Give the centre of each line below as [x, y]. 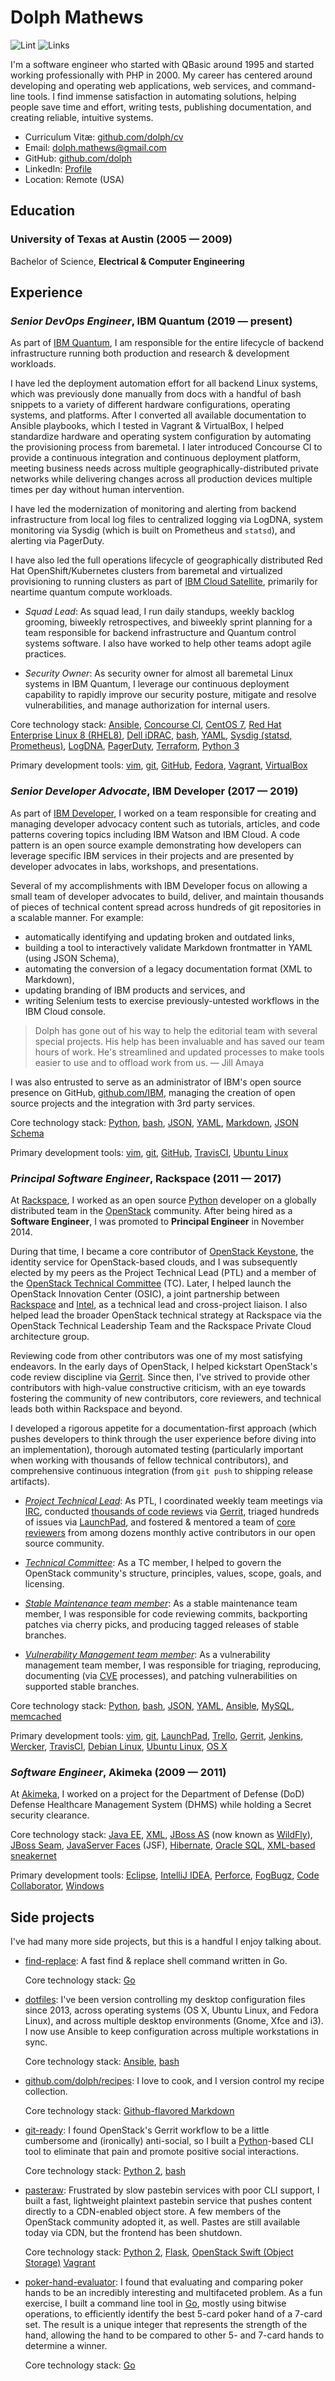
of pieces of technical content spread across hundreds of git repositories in [166, 907]
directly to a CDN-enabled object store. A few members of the [153, 2212]
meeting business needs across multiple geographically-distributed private [164, 468]
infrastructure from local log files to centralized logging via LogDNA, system [166, 520]
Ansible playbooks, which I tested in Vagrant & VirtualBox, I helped [147, 426]
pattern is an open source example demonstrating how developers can [156, 845]
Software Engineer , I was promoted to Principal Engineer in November [157, 1221]
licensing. [44, 1583]
